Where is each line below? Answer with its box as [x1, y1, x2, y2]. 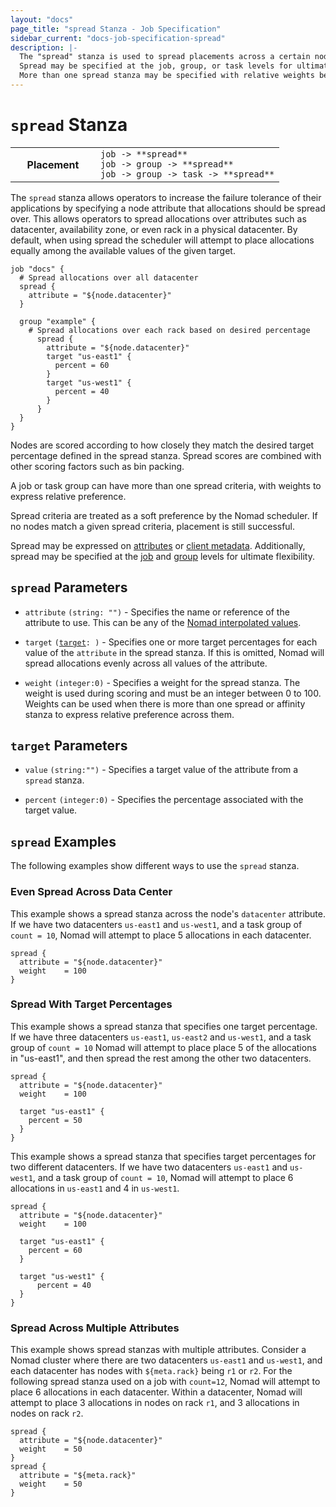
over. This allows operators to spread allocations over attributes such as [10, 212, 307, 225]
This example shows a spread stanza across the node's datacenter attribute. [10, 907, 327, 920]
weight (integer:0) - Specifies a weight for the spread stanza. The [24, 676, 301, 688]
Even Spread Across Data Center [10, 885, 173, 899]
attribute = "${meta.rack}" [19, 1471, 137, 1481]
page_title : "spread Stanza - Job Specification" [10, 24, 222, 34]
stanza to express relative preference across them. [24, 708, 235, 720]
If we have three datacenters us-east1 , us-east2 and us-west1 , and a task [10, 1031, 312, 1043]
